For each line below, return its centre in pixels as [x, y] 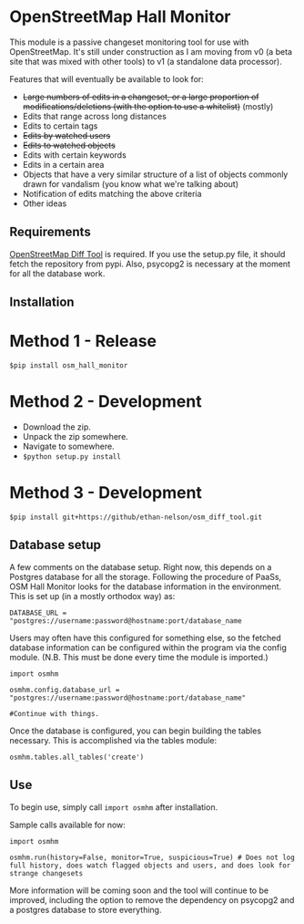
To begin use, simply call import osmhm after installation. [114, 807]
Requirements [50, 232]
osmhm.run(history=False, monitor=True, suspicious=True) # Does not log [152, 857]
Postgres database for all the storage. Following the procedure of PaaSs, [146, 576]
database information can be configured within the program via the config [148, 647]
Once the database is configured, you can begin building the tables [136, 731]
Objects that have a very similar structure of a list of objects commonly [155, 174]
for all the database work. [57, 273]
